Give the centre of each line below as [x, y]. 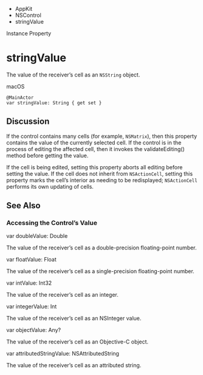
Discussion [28, 122]
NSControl [28, 15]
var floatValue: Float [31, 260]
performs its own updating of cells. [50, 186]
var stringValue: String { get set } [54, 103]
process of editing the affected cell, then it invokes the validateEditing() [95, 149]
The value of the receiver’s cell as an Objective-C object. [77, 342]
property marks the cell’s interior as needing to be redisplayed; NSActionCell [102, 180]
